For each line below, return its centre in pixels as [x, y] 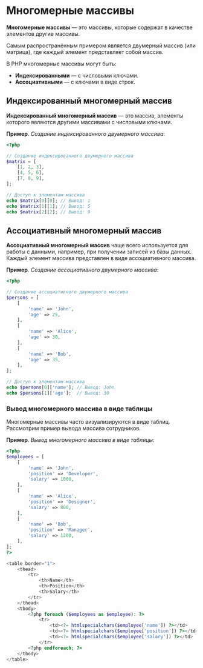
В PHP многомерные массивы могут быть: [61, 64]
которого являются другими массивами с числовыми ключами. [89, 122]
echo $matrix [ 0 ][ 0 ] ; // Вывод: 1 [48, 201]
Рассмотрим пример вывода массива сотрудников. [73, 429]
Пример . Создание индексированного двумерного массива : [85, 133]
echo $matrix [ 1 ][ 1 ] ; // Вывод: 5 [48, 206]
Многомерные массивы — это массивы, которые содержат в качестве [100, 27]
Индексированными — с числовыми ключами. [77, 75]
